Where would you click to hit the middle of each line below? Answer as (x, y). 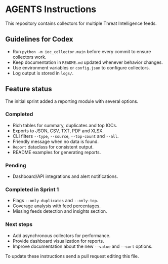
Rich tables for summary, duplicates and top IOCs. (65, 125)
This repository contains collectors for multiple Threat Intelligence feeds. (81, 23)
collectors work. (29, 57)
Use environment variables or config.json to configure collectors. (81, 67)
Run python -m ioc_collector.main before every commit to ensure (82, 51)
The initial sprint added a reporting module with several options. (72, 101)
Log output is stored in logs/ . (43, 73)
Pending (16, 165)
